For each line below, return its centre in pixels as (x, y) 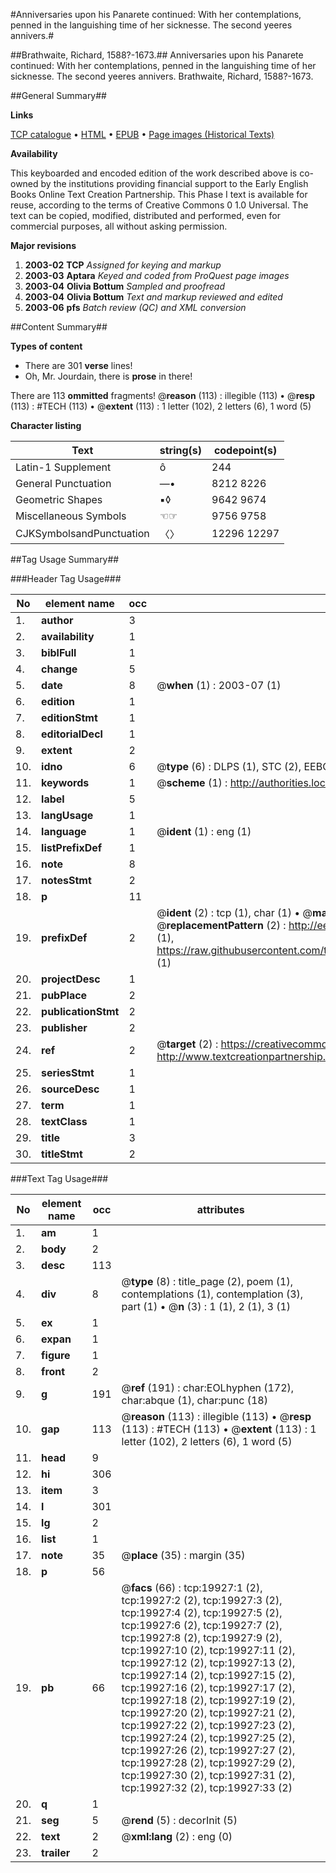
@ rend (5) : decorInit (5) (179, 1820)
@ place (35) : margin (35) (183, 1555)
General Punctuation (63, 483)
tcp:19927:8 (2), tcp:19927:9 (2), (202, 1637)
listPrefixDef (72, 847)
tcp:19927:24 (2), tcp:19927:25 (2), (208, 1737)
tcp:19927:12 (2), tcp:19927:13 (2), (208, 1662)
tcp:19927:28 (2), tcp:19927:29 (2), (208, 1762)
